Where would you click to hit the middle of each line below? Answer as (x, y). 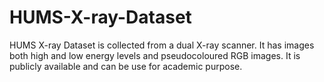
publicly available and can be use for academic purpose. (126, 66)
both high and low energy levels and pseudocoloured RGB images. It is (155, 55)
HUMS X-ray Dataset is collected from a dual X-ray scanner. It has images (162, 45)
